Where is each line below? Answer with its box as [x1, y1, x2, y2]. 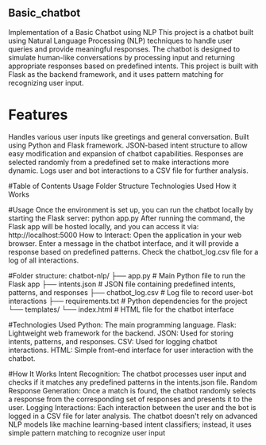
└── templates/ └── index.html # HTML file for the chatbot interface [8, 305, 234, 314]
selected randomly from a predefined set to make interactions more [8, 157, 229, 167]
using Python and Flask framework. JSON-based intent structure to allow [8, 140, 248, 150]
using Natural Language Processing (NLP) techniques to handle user [8, 36, 233, 45]
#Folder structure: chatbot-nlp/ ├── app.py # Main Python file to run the [8, 270, 246, 280]
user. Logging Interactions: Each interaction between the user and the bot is [8, 402, 256, 412]
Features [8, 106, 68, 124]
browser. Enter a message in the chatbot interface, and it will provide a [8, 238, 240, 248]
